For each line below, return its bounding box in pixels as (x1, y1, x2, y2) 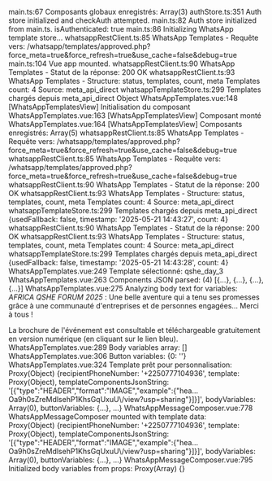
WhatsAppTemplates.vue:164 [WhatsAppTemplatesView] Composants (8, 120, 243, 129)
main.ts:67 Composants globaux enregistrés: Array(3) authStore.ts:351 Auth (8, 7, 262, 16)
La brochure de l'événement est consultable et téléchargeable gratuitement (8, 326, 261, 335)
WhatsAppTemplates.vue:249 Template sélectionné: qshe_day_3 (8, 266, 224, 276)
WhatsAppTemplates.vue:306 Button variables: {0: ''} (8, 352, 187, 361)
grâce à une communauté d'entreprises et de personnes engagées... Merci (8, 301, 260, 310)
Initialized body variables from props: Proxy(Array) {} (8, 464, 185, 473)
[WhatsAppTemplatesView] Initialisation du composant (8, 102, 191, 112)
